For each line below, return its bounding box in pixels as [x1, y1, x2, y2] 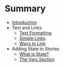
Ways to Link [19, 40, 46, 46]
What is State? [19, 51, 49, 57]
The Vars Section [19, 56, 55, 62]
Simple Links [19, 35, 46, 41]
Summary [4, 3, 46, 14]
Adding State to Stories [11, 46, 60, 52]
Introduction [11, 19, 37, 25]
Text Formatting [19, 30, 52, 36]
